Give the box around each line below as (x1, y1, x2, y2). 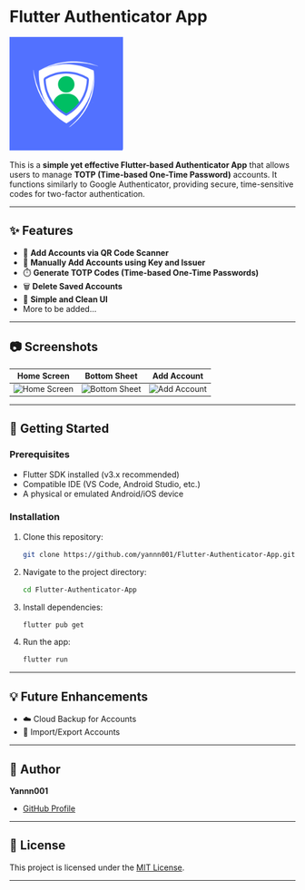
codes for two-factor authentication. (9, 188, 145, 199)
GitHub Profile (22, 803, 75, 814)
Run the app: (22, 637, 71, 648)
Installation (9, 511, 61, 523)
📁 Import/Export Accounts (22, 727, 121, 738)
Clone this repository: (22, 531, 103, 542)
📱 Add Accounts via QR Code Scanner (22, 247, 170, 258)
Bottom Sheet (84, 370, 138, 382)
